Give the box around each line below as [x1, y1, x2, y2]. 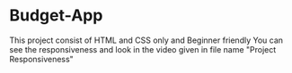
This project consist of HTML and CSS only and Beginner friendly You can [9, 35, 284, 45]
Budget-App [9, 5, 103, 26]
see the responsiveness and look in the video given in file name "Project [9, 44, 277, 54]
